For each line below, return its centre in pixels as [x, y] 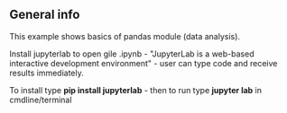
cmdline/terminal [41, 100]
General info [45, 15]
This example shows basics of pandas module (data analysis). [125, 36]
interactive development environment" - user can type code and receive [143, 63]
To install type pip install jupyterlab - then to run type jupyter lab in [135, 90]
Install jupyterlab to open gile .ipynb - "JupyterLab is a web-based [132, 54]
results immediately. [46, 73]
